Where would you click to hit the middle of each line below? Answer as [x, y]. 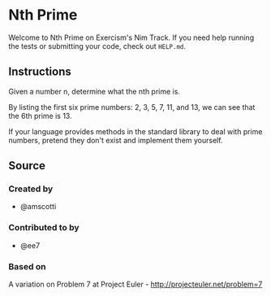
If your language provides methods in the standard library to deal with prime [135, 131]
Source [27, 166]
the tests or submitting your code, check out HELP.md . [97, 46]
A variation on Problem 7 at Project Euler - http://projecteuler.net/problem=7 [135, 284]
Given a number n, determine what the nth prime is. [95, 91]
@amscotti [38, 207]
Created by [31, 189]
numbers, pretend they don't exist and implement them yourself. [116, 140]
